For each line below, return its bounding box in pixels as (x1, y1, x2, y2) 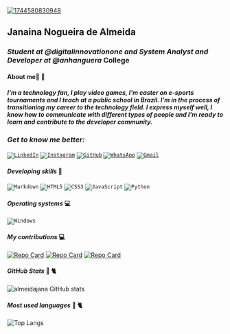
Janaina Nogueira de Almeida (7, 26, 136, 38)
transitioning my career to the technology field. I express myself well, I (7, 103, 213, 111)
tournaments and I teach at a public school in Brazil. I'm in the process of (7, 96, 221, 104)
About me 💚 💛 (7, 72, 45, 80)
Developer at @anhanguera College (7, 56, 130, 65)
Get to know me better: (7, 135, 85, 144)
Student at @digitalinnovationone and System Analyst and (7, 47, 209, 56)
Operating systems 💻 (7, 199, 71, 208)
